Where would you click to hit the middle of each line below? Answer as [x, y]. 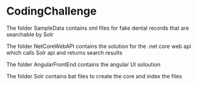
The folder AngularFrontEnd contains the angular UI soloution [83, 64]
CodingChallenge [52, 11]
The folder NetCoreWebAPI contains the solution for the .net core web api [99, 46]
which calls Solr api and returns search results [65, 52]
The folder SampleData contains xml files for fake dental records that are [98, 28]
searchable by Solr [30, 34]
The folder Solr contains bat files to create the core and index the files [94, 76]
